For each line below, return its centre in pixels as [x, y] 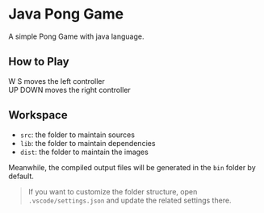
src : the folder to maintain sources [78, 135]
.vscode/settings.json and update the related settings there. [130, 200]
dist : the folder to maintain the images [84, 152]
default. [21, 176]
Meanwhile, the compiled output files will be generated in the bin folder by [132, 167]
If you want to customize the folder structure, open [113, 191]
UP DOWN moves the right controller [69, 90]
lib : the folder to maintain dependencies [88, 143]
